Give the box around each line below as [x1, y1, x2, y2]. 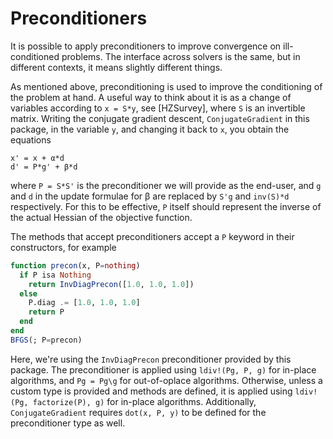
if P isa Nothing [19, 270, 92, 280]
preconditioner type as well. [10, 417, 126, 429]
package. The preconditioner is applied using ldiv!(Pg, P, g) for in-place [10, 363, 317, 376]
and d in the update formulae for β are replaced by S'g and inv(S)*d [10, 190, 290, 202]
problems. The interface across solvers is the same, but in [61, 50, 301, 62]
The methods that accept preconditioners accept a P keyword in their [10, 230, 295, 242]
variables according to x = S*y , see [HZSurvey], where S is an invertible [10, 102, 306, 114]
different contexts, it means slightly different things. [10, 61, 223, 73]
